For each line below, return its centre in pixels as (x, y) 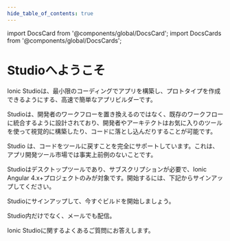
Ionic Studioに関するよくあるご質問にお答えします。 (81, 230)
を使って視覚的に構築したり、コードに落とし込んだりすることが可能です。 (112, 131)
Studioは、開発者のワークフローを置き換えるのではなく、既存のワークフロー (115, 114)
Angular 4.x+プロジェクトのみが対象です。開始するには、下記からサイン (109, 178)
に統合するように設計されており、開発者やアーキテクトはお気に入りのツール (115, 123)
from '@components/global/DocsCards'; (65, 40)
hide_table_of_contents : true (50, 13)
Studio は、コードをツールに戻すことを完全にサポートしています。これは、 (113, 146)
